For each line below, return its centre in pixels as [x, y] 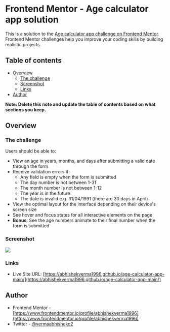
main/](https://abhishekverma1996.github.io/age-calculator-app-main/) [87, 280]
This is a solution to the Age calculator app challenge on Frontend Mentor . [82, 34]
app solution [32, 20]
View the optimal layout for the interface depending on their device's [84, 204]
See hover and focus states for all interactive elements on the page [82, 215]
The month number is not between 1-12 [61, 188]
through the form [30, 166]
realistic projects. [23, 44]
